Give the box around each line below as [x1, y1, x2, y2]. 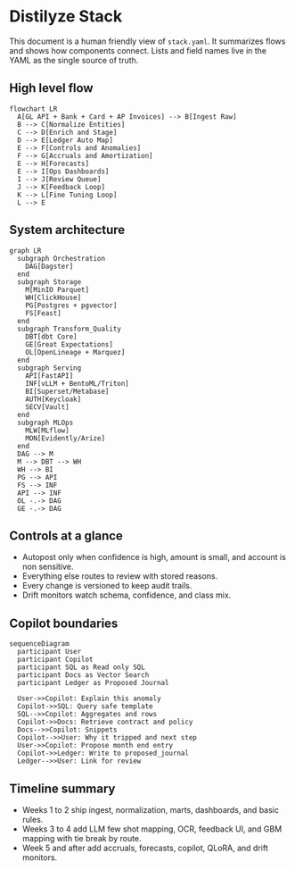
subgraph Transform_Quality [17, 324, 122, 333]
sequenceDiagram [9, 640, 70, 648]
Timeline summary [9, 781, 116, 796]
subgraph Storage [17, 277, 82, 287]
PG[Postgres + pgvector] [25, 301, 118, 310]
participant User [17, 648, 82, 657]
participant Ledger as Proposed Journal [17, 679, 169, 688]
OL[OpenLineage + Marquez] [25, 347, 126, 356]
